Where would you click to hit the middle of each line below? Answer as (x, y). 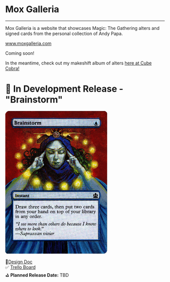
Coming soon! (20, 53)
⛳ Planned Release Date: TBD (37, 275)
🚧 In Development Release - (64, 89)
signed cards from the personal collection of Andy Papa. (64, 33)
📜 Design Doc (19, 262)
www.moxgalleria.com (28, 43)
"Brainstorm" (34, 100)
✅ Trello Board (20, 267)
